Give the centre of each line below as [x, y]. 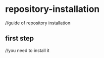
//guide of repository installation [38, 23]
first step [20, 38]
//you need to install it [27, 50]
